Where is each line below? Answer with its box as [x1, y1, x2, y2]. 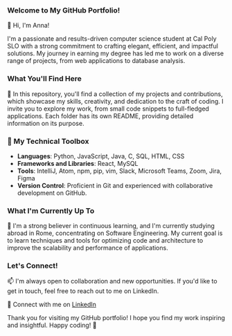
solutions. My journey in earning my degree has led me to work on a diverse [7, 49, 224, 57]
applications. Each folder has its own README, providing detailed [7, 111, 194, 120]
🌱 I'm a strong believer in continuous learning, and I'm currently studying [7, 222, 215, 230]
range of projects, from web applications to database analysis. [7, 57, 186, 65]
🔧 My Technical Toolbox [7, 136, 89, 146]
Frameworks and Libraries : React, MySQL [17, 159, 139, 167]
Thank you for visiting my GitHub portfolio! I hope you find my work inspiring [7, 314, 225, 322]
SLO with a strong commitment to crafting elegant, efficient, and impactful [7, 42, 218, 50]
